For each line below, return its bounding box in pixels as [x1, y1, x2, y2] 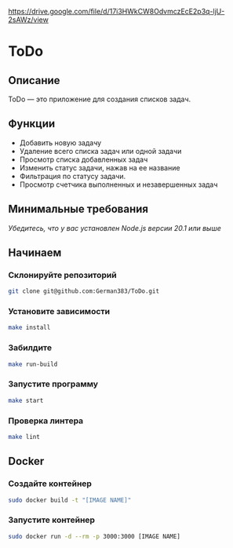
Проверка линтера [8, 415, 84, 426]
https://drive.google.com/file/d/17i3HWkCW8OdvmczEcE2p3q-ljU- [8, 7, 225, 16]
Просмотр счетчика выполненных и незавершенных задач [19, 180, 218, 189]
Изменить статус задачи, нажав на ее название [19, 163, 180, 172]
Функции [8, 117, 56, 130]
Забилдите [8, 342, 53, 353]
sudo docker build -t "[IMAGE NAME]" [8, 496, 132, 504]
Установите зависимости [8, 306, 111, 317]
